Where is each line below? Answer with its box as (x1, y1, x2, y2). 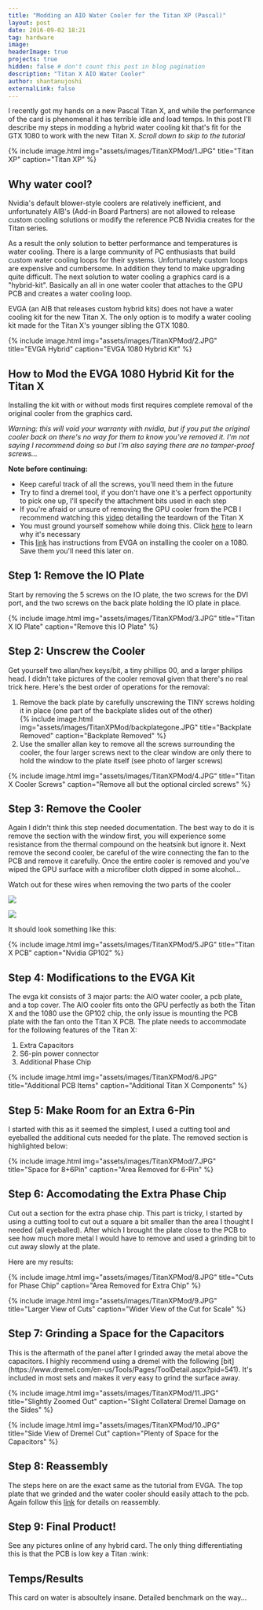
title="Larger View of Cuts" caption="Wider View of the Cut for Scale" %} (8, 1304, 247, 1314)
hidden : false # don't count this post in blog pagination (8, 63, 206, 71)
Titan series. (8, 223, 49, 233)
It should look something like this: (8, 924, 116, 934)
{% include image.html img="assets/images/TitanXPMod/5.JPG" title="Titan (8, 940, 255, 950)
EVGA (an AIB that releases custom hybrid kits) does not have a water (8, 304, 234, 314)
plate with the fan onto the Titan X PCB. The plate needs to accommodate (8, 1017, 247, 1027)
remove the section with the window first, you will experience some (8, 831, 226, 841)
